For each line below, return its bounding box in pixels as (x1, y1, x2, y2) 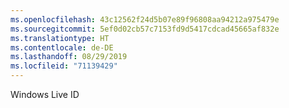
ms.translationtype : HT (10, 33, 110, 43)
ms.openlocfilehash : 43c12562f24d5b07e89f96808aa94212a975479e (10, 14, 280, 25)
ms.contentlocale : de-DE (10, 42, 114, 53)
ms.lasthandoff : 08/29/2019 (10, 52, 128, 62)
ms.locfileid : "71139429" (10, 61, 118, 71)
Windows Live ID (10, 89, 80, 100)
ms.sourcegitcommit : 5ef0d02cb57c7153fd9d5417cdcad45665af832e (10, 24, 280, 34)
